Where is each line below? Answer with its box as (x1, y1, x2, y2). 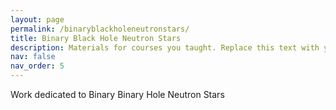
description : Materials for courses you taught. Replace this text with (10, 42, 320, 53)
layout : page (10, 14, 65, 25)
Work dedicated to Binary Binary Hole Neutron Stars (10, 89, 225, 100)
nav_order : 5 (10, 61, 65, 71)
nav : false (10, 52, 56, 62)
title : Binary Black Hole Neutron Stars (10, 33, 182, 43)
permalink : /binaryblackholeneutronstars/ (10, 24, 190, 34)
